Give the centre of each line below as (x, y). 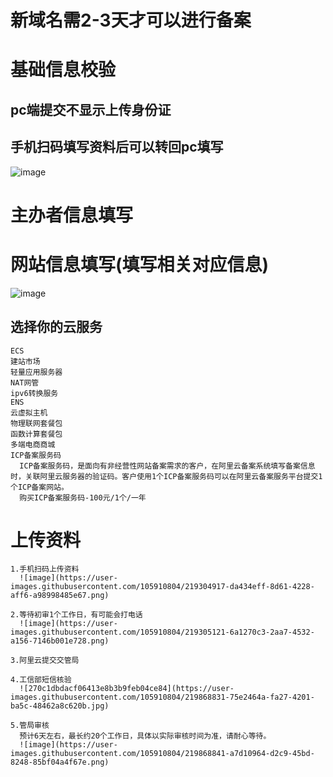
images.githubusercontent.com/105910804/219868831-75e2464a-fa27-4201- (162, 697)
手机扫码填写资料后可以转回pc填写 (117, 147)
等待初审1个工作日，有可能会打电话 (81, 615)
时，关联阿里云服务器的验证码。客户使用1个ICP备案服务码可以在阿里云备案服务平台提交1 (166, 476)
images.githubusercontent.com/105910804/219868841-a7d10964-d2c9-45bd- (162, 754)
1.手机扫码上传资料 (45, 569)
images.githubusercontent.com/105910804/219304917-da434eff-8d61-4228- (162, 587)
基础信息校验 (63, 70)
